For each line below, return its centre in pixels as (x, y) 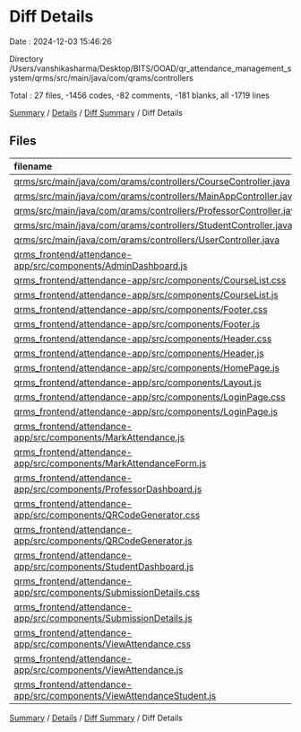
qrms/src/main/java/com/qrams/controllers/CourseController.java (152, 181)
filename (33, 166)
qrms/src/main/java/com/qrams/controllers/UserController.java (147, 240)
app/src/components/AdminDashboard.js (101, 265)
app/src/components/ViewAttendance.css (102, 644)
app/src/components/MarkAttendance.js (99, 437)
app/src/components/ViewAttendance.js (99, 669)
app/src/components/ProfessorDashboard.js (108, 489)
